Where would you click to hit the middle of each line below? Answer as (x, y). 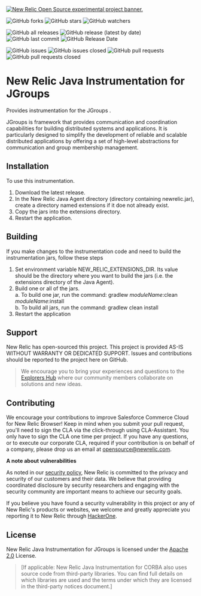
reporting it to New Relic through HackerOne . (62, 516)
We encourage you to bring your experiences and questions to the (103, 371)
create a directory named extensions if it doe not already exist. (92, 205)
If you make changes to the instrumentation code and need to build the (94, 251)
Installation (28, 166)
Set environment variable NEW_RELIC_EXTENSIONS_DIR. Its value (96, 269)
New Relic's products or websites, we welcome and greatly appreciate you (98, 510)
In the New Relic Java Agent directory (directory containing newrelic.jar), (104, 198)
